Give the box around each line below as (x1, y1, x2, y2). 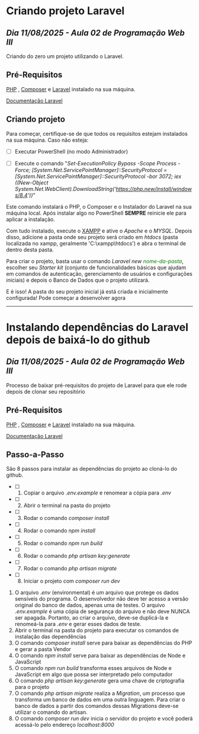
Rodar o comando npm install (23, 527, 96, 534)
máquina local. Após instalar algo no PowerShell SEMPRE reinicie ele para (6, 209, 187, 216)
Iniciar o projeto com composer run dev (23, 577, 120, 585)
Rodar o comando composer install (23, 515, 110, 522)
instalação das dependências (14, 633, 87, 640)
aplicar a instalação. (6, 215, 55, 223)
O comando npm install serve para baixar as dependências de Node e (14, 652, 186, 659)
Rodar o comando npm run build (23, 540, 102, 547)
